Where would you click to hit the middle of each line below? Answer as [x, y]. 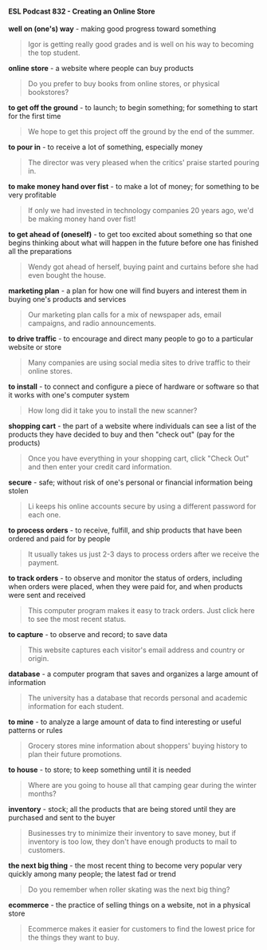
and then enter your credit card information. [100, 467]
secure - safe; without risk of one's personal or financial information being [131, 482]
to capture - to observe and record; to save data [88, 635]
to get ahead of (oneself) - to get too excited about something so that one [130, 235]
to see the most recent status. [77, 619]
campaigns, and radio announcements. [92, 323]
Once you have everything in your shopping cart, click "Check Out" [138, 458]
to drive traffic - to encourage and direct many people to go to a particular [131, 338]
